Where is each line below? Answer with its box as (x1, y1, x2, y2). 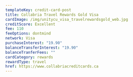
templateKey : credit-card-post (5, 7, 72, 13)
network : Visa (5, 36, 36, 41)
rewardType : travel (5, 59, 47, 64)
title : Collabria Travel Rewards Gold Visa (5, 12, 99, 17)
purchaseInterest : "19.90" (5, 41, 62, 46)
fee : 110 (5, 26, 24, 31)
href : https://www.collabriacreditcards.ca (5, 64, 99, 69)
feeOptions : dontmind (5, 31, 51, 36)
